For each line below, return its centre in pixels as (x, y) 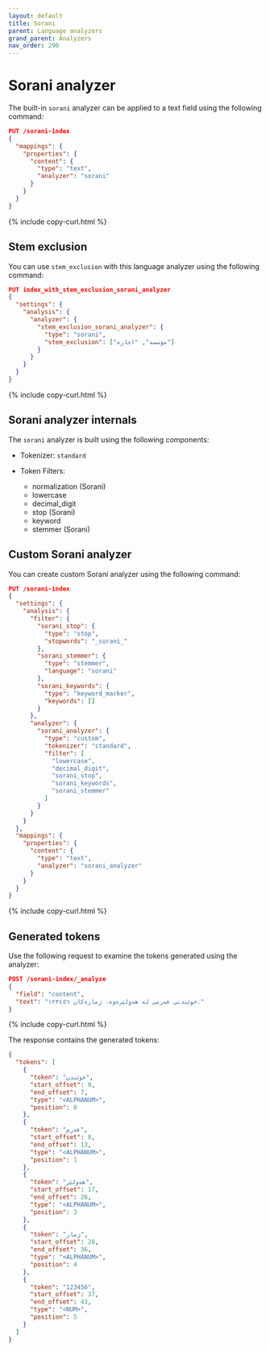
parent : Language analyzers (56, 31)
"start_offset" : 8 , (62, 1138)
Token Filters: (43, 470)
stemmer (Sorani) (61, 529)
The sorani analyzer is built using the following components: (109, 439)
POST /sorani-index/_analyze (57, 980)
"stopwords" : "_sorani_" (86, 641)
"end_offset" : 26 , (60, 1197)
